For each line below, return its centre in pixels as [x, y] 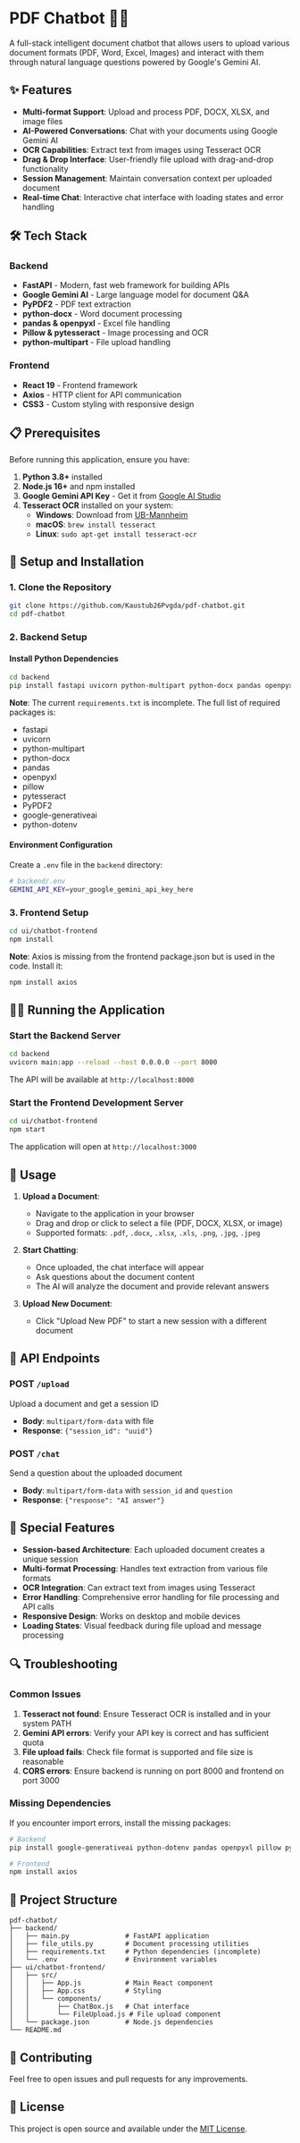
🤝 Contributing [51, 2058]
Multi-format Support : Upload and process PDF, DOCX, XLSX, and [146, 112]
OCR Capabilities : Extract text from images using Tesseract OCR [142, 149]
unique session [50, 1559]
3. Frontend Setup [49, 912]
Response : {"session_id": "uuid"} [87, 1430]
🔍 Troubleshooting [63, 1664]
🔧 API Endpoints [55, 1359]
